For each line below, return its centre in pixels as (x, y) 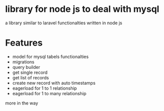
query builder (26, 67)
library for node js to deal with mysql (82, 9)
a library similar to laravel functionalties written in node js (64, 23)
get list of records (30, 77)
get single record (30, 72)
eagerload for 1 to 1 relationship (45, 88)
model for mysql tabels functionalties (50, 56)
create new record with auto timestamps (54, 83)
